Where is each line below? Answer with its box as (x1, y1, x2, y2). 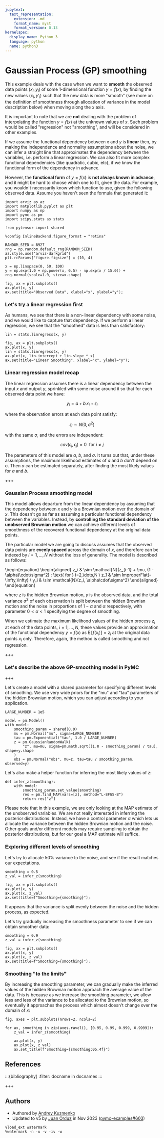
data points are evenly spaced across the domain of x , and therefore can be (5, 547, 159, 553)
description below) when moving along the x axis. (5, 104, 105, 110)
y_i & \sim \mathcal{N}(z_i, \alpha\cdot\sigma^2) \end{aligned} (32, 577, 158, 583)
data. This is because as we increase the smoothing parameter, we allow (5, 992, 151, 998)
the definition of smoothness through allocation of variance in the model (5, 99, 150, 105)
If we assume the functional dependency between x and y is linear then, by (5, 139, 157, 145)
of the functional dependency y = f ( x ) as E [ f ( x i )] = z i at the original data (5, 629, 150, 636)
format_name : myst (14, 21, 51, 26)
